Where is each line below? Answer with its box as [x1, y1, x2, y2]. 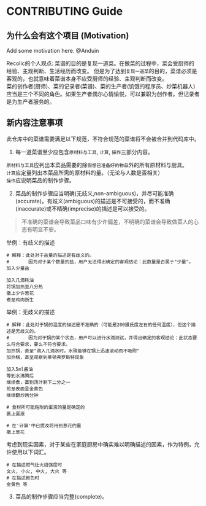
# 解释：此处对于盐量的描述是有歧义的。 [6, 252, 94, 259]
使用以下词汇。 [11, 448, 50, 456]
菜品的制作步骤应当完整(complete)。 [15, 492, 108, 500]
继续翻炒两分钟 [6, 392, 39, 399]
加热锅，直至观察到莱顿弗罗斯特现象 [6, 354, 85, 360]
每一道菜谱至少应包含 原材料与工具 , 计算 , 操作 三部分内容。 [15, 148, 153, 155]
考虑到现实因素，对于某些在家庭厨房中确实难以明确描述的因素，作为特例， [6, 440, 194, 448]
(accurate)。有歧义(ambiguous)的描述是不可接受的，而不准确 [15, 197, 170, 204]
